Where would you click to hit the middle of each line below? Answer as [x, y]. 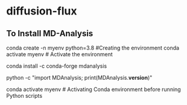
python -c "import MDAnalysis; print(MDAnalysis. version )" [79, 78]
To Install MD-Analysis [50, 33]
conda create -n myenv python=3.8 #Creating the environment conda [93, 48]
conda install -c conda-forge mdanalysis [57, 66]
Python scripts [24, 96]
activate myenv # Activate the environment [59, 54]
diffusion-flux [42, 11]
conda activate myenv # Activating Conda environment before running [93, 89]
